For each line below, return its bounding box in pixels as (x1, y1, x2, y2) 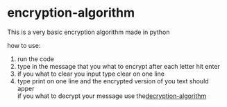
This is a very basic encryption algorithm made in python (7, 28, 170, 36)
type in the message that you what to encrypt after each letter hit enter (17, 62, 220, 70)
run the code (17, 54, 54, 63)
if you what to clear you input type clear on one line (17, 69, 165, 78)
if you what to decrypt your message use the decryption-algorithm (17, 92, 207, 100)
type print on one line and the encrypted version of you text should (17, 76, 210, 85)
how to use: (7, 41, 41, 49)
